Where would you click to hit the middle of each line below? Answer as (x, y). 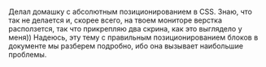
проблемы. (28, 54)
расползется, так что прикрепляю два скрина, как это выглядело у (125, 29)
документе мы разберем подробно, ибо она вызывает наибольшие (126, 46)
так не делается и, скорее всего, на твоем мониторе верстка (115, 20)
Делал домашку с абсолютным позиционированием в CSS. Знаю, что (131, 12)
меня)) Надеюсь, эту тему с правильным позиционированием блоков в (133, 37)
